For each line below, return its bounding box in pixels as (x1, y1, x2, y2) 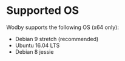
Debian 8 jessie (15, 48, 54, 55)
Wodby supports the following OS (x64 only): (6, 24, 120, 31)
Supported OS (6, 4, 79, 18)
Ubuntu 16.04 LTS (15, 42, 60, 49)
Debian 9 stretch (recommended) (15, 35, 99, 42)
